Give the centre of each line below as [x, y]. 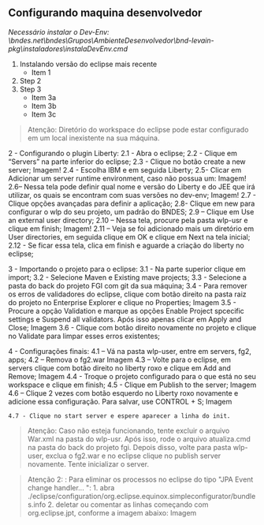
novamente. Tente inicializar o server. [88, 464]
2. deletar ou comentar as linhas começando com [128, 505]
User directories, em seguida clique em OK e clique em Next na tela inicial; [129, 236]
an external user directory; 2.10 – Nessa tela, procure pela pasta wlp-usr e [128, 220]
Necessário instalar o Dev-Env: [59, 32]
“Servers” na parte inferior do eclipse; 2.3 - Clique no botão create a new [127, 162]
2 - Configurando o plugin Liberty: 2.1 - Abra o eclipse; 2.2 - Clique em [123, 153]
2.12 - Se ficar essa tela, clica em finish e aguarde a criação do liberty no [126, 245]
